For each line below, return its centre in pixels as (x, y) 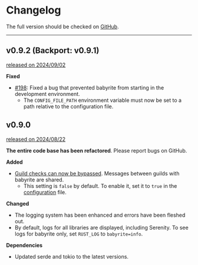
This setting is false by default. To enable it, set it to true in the (100, 185)
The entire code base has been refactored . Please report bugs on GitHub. (97, 150)
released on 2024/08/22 (36, 139)
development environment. (47, 94)
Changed (18, 203)
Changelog (34, 10)
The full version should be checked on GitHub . (62, 26)
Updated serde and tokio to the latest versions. (71, 256)
